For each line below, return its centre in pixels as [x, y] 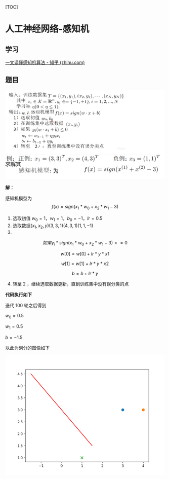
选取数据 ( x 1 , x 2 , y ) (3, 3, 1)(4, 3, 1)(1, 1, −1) [53, 226]
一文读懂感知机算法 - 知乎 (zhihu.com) [45, 62]
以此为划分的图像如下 [27, 348]
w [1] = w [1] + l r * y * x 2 [85, 264]
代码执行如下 [18, 294]
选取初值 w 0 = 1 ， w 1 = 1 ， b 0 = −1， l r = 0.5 [57, 219]
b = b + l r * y [85, 273]
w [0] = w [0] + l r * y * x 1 [85, 253]
